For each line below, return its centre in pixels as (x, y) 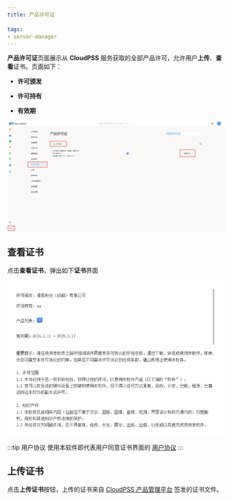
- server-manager (32, 37)
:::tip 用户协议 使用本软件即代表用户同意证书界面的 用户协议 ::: (95, 447)
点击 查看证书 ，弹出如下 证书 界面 (53, 270)
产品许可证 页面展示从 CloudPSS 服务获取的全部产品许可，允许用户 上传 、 (111, 58)
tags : (15, 29)
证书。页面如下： (38, 66)
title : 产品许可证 (31, 15)
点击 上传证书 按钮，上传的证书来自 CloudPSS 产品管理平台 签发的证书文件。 (115, 489)
